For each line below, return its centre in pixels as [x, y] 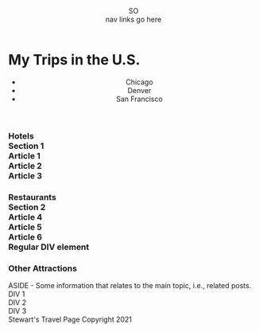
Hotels [21, 135]
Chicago [139, 82]
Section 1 [26, 146]
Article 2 [25, 166]
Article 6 [25, 236]
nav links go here [133, 19]
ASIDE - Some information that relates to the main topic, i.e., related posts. [130, 285]
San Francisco [139, 99]
